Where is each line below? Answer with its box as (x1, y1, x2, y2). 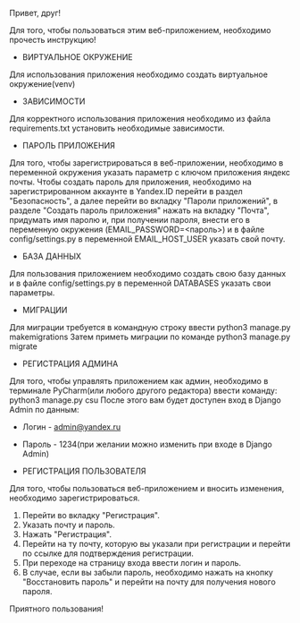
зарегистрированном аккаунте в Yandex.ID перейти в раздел (9, 186, 243, 196)
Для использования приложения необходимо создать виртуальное (9, 69, 268, 80)
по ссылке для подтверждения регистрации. (21, 548, 195, 559)
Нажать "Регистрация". (21, 529, 112, 540)
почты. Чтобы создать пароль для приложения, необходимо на (9, 176, 252, 187)
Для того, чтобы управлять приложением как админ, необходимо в (9, 376, 269, 386)
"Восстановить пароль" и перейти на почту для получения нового (21, 576, 277, 587)
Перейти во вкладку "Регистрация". (21, 510, 161, 520)
